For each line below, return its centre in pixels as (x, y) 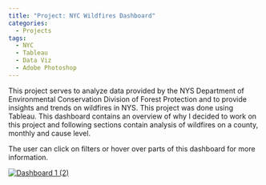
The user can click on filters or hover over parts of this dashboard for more (132, 148)
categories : (28, 23)
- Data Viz (34, 61)
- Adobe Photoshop (46, 68)
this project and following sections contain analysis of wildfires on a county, (133, 124)
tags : (17, 38)
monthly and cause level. (49, 133)
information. (28, 157)
